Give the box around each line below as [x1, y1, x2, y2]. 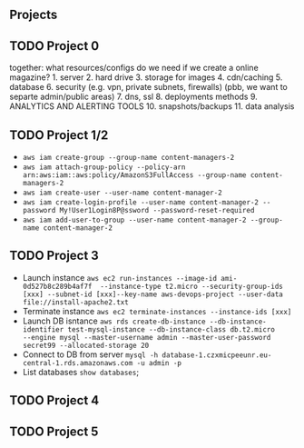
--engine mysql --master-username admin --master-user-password [22, 333, 271, 342]
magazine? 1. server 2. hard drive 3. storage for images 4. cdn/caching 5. [9, 72, 283, 83]
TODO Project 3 [9, 248, 100, 264]
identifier [22, 324, 64, 334]
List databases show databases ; [22, 366, 139, 377]
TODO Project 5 [9, 423, 99, 439]
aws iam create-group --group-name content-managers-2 [22, 154, 235, 163]
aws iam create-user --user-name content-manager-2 [22, 188, 222, 198]
